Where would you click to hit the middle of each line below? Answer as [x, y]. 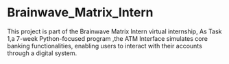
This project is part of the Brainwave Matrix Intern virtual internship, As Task [114, 31]
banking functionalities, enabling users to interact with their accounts [105, 46]
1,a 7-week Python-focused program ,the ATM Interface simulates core [107, 38]
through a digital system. [42, 53]
